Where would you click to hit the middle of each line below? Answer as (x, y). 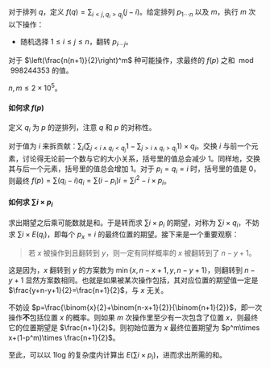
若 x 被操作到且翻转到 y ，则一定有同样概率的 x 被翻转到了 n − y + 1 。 (142, 253)
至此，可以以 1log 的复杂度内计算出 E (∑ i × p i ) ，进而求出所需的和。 (118, 355)
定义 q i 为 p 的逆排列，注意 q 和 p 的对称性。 (82, 128)
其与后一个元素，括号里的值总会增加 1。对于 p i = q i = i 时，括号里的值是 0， (134, 169)
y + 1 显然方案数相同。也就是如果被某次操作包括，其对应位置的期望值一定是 (133, 280)
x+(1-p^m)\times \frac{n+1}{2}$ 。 (64, 337)
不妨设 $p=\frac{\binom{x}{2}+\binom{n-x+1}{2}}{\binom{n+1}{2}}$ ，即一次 (135, 307)
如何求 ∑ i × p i (31, 203)
